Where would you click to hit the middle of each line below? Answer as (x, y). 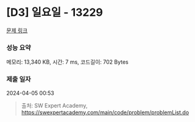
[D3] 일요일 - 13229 (55, 12)
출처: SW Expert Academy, (54, 105)
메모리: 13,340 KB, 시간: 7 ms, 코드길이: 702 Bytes (68, 62)
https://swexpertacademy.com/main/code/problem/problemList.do (105, 112)
